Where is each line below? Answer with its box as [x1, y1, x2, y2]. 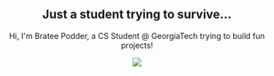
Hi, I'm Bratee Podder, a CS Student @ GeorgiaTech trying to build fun [9, 30, 265, 41]
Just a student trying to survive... [42, 7, 232, 22]
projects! [120, 40, 154, 50]
